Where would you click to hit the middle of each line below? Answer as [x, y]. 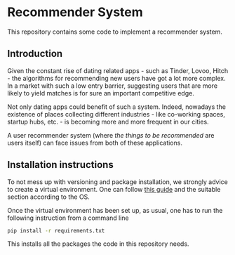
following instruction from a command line [68, 218]
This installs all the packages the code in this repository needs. [98, 244]
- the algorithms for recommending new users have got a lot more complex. [116, 78]
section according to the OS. [48, 197]
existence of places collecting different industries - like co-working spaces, [116, 114]
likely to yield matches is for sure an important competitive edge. [101, 93]
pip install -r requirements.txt [56, 230]
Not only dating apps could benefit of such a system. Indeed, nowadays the [117, 107]
